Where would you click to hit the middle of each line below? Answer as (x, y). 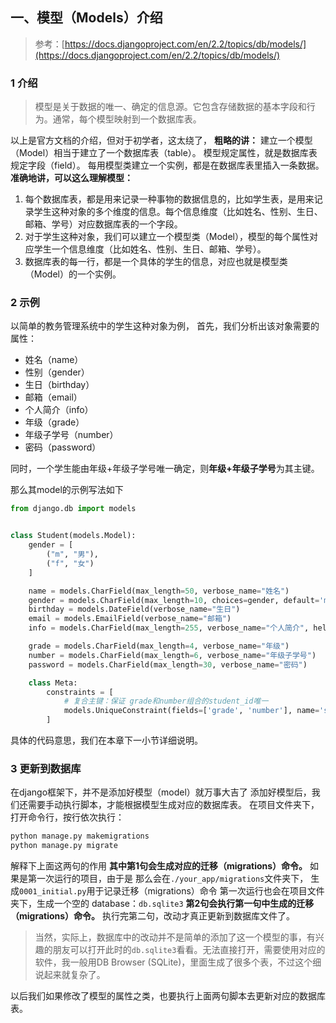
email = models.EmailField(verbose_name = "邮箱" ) (130, 619)
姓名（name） (54, 360)
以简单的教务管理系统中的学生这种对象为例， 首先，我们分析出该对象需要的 (165, 326)
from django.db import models (73, 509)
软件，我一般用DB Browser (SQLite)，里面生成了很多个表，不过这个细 (178, 962)
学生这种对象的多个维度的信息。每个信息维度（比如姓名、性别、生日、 (178, 212)
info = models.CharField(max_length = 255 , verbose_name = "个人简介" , (169, 628)
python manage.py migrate (64, 846)
